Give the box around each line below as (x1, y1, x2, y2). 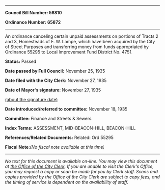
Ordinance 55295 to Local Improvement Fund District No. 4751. (5, 49, 133, 54)
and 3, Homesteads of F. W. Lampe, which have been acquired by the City (5, 39, 155, 44)
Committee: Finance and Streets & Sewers (5, 116, 92, 121)
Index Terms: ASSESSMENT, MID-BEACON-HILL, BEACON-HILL (5, 125, 136, 131)
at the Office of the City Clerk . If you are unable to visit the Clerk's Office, (5, 163, 154, 169)
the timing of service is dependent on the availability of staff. (5, 179, 129, 185)
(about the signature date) (5, 97, 58, 102)
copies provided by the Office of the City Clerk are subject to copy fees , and (5, 174, 160, 180)
